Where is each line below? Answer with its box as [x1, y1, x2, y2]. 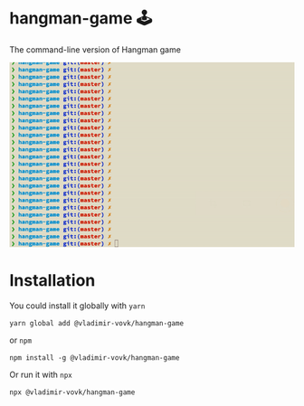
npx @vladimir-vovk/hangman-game [9, 387, 136, 397]
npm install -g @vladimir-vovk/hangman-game [9, 353, 180, 363]
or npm [9, 335, 33, 345]
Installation [9, 270, 96, 290]
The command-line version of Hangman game [9, 43, 181, 55]
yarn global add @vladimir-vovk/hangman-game [9, 318, 184, 327]
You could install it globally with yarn [9, 300, 146, 311]
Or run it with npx [9, 369, 72, 380]
